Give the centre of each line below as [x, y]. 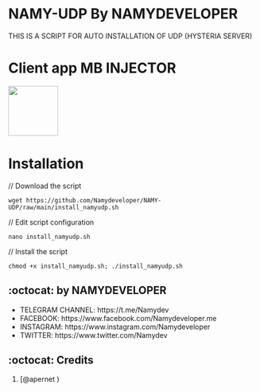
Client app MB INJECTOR [92, 68]
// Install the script [38, 251]
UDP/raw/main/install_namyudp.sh [64, 207]
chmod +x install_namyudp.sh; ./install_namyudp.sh [95, 266]
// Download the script [45, 186]
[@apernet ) [39, 379]
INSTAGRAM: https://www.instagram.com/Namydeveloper [115, 327]
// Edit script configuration [51, 222]
